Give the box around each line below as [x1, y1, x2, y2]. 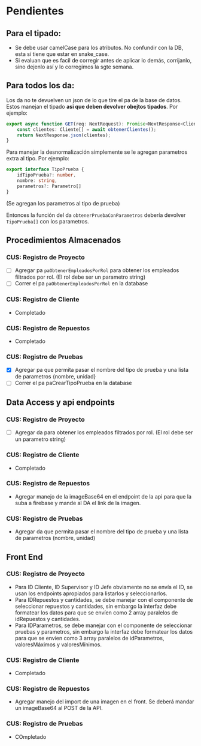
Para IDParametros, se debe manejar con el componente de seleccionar [14, 622, 193, 629]
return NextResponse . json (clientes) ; [17, 132, 111, 138]
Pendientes [6, 4, 64, 18]
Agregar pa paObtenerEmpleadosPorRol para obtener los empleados [14, 267, 179, 274]
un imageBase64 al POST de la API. [14, 705, 103, 712]
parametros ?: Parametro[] [17, 183, 82, 189]
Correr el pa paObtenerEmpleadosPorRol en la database [14, 280, 148, 287]
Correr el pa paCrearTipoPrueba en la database [14, 380, 132, 387]
